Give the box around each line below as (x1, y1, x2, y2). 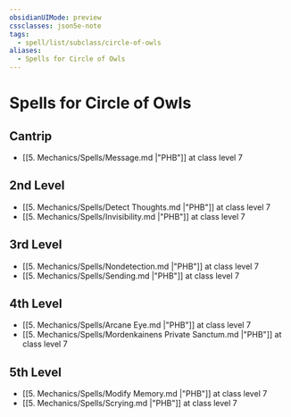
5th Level (9, 364, 62, 379)
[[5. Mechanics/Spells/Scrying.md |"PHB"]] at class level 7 (21, 398, 238, 409)
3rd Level (9, 238, 62, 253)
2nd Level (9, 178, 65, 193)
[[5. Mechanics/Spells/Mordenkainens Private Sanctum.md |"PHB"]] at (21, 329, 282, 340)
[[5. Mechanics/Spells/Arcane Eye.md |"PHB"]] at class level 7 (21, 320, 252, 330)
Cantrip (9, 129, 53, 144)
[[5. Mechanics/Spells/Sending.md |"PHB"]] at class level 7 (21, 270, 239, 281)
